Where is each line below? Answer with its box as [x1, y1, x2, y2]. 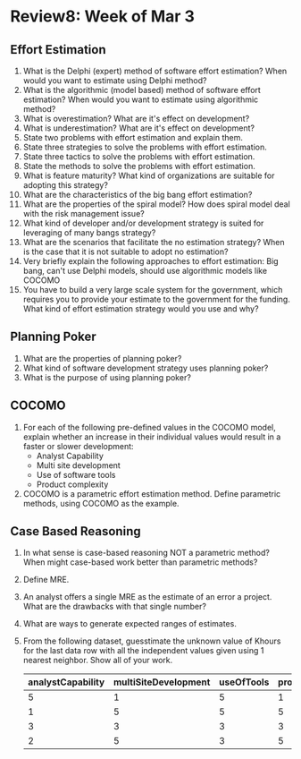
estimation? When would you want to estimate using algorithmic [22, 94, 259, 105]
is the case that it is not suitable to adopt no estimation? [22, 246, 229, 257]
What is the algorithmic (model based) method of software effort [22, 85, 262, 95]
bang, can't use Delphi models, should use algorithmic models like [22, 266, 267, 276]
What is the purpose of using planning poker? [22, 371, 191, 382]
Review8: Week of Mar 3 [10, 6, 196, 27]
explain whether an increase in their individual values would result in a [22, 431, 281, 442]
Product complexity [36, 479, 109, 490]
